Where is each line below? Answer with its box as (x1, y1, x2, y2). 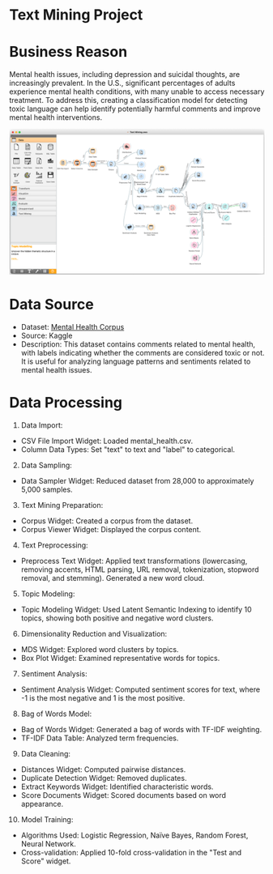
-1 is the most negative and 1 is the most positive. (20, 693, 186, 702)
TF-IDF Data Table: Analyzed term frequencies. (20, 733, 179, 743)
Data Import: (20, 420, 63, 430)
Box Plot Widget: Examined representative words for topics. (20, 653, 220, 663)
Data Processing (9, 394, 123, 412)
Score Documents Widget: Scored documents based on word (20, 790, 226, 799)
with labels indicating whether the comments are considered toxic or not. (20, 347, 266, 357)
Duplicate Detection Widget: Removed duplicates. (20, 773, 187, 782)
